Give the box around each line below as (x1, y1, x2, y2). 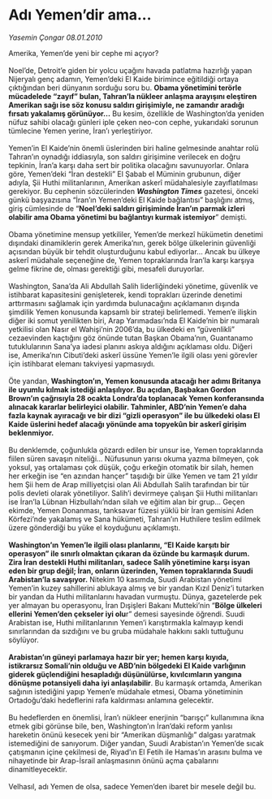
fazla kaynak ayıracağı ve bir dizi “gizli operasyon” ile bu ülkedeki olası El (8, 410, 261, 420)
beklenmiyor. (8, 428, 54, 438)
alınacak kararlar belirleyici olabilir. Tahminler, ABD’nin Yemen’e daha (8, 402, 248, 412)
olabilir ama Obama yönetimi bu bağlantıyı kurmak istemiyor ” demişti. (8, 212, 248, 222)
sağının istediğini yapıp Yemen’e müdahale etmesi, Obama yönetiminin (8, 686, 244, 696)
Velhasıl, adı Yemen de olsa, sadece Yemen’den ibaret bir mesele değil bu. (8, 781, 257, 791)
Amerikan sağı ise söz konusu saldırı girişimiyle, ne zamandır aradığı (8, 100, 245, 110)
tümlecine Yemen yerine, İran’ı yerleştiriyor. (8, 126, 153, 136)
